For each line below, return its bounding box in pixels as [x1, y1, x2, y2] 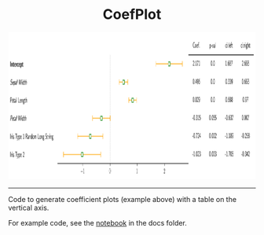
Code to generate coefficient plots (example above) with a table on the [8, 194, 237, 204]
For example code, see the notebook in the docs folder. [8, 218, 187, 227]
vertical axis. [8, 203, 49, 212]
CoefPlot [102, 6, 162, 24]
